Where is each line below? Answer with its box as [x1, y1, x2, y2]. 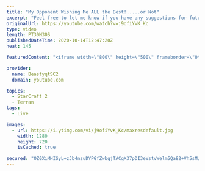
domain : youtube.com [12, 77, 64, 83]
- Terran [12, 99, 34, 105]
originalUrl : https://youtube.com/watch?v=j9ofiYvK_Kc [6, 20, 149, 26]
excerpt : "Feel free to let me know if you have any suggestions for [6, 15, 187, 21]
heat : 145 [6, 44, 32, 50]
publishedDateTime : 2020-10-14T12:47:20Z [6, 37, 113, 44]
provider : [6, 65, 32, 71]
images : [6, 121, 26, 127]
